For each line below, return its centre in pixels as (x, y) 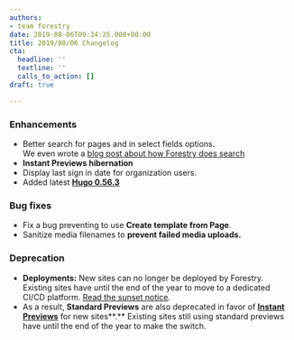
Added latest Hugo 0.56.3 (71, 182)
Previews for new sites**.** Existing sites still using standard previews (153, 316)
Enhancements (43, 124)
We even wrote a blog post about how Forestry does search (133, 153)
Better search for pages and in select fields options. (119, 143)
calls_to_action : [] (56, 77)
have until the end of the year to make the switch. (114, 326)
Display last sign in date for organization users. (110, 172)
